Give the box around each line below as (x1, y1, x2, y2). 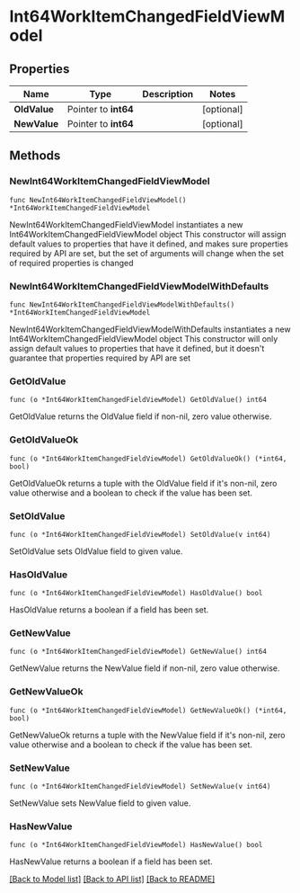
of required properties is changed (9, 257, 134, 268)
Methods (9, 148, 61, 164)
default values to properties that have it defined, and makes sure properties (9, 238, 289, 249)
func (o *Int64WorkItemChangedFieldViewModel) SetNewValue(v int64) (9, 782, 271, 791)
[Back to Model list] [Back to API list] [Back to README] (9, 874, 216, 885)
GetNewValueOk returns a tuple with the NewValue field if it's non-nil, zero (9, 729, 286, 740)
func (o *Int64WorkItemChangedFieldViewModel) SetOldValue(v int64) (9, 530, 271, 539)
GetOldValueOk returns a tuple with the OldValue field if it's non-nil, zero (9, 478, 278, 488)
